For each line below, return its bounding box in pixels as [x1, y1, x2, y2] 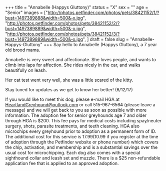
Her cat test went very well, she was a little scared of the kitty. [5, 77, 133, 83]
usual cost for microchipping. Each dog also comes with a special [5, 150, 140, 155]
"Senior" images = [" [5, 10, 48, 16]
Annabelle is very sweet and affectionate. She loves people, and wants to [5, 57, 156, 62]
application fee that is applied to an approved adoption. [5, 160, 119, 166]
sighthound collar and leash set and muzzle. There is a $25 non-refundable [5, 155, 161, 161]
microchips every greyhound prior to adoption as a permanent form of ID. [5, 128, 156, 134]
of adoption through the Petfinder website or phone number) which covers [5, 139, 159, 145]
